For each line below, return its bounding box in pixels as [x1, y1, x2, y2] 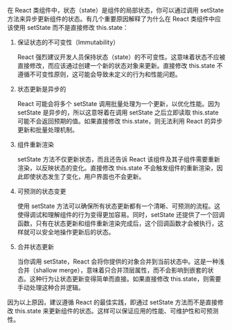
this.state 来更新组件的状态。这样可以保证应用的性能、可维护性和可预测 [15, 307, 220, 315]
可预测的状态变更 [17, 187, 66, 196]
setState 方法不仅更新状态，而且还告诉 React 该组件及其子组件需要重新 [17, 155, 220, 163]
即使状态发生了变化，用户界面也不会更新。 [23, 173, 145, 180]
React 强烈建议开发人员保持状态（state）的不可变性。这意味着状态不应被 [17, 53, 226, 61]
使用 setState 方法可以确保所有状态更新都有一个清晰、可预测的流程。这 [17, 202, 220, 210]
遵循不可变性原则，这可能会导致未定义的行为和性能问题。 [17, 70, 181, 78]
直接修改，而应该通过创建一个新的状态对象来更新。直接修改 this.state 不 [17, 62, 223, 69]
